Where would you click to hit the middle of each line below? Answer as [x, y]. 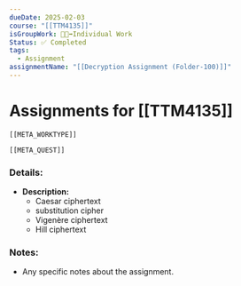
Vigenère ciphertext [71, 220]
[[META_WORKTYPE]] [43, 134]
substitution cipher [70, 211]
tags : [19, 51]
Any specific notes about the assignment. [98, 272]
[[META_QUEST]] [37, 150]
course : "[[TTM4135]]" [51, 26]
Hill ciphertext [61, 230]
